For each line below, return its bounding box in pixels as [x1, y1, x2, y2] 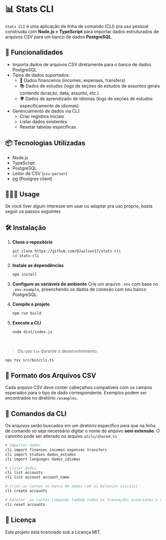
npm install [12, 272, 37, 277]
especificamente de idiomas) [19, 102, 79, 109]
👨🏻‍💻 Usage [5, 190, 40, 198]
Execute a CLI [12, 319, 41, 325]
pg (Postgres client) [12, 175, 53, 181]
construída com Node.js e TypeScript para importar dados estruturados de [5, 28, 159, 34]
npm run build [12, 310, 41, 315]
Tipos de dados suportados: [12, 72, 70, 78]
